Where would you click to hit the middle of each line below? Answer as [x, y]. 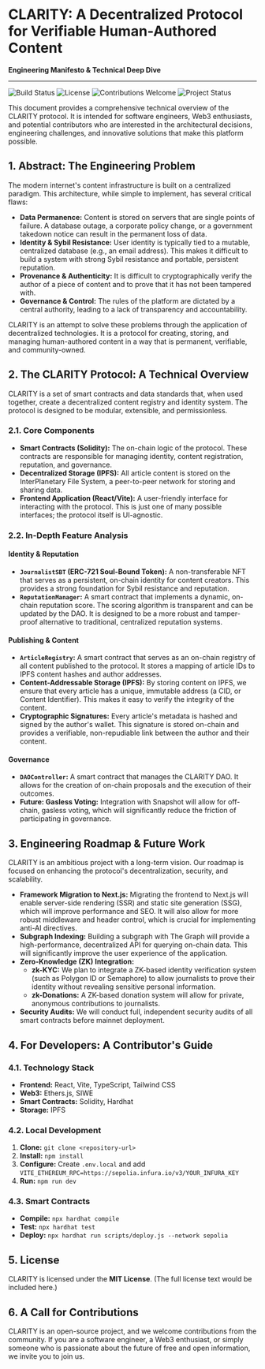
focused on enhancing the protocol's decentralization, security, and [118, 871]
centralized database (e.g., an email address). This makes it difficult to [134, 251]
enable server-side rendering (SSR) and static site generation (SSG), [131, 903]
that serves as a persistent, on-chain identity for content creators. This [134, 580]
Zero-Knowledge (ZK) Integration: [77, 962]
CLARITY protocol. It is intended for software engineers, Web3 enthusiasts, [130, 116]
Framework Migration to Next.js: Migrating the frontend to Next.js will [134, 895]
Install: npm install [52, 1156]
